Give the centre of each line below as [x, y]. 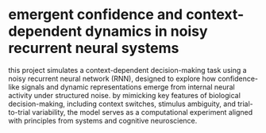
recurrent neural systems [94, 48]
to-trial [19, 112]
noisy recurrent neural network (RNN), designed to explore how [112, 78]
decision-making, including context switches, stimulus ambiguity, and [122, 104]
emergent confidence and [96, 15]
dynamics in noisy [146, 31]
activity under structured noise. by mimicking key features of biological [124, 95]
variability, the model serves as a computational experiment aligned [142, 112]
